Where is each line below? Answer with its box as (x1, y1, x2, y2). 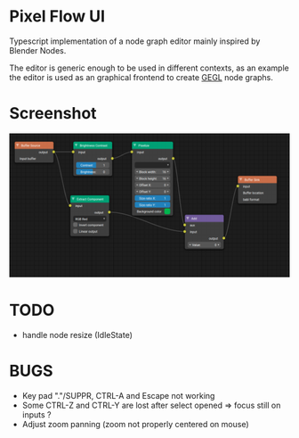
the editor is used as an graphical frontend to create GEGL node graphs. (9, 71, 274, 82)
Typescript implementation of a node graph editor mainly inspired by (9, 36, 261, 46)
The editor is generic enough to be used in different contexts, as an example (9, 62, 289, 73)
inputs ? (21, 409, 52, 420)
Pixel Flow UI (9, 6, 105, 27)
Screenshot (9, 103, 97, 124)
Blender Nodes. (9, 45, 67, 55)
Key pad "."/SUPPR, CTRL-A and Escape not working (21, 390, 215, 401)
